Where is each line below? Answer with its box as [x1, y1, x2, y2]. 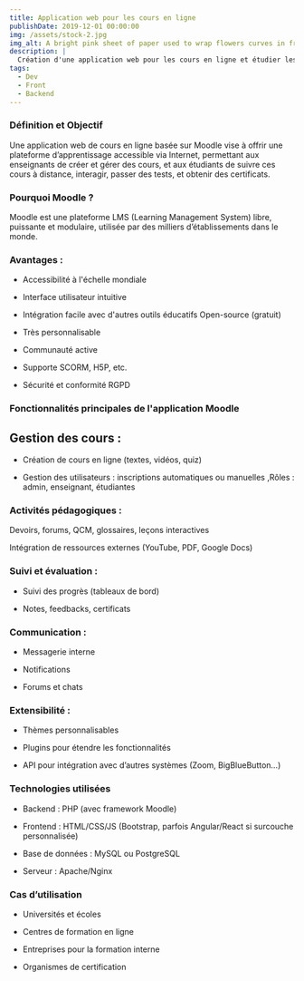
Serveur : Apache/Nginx [22, 865, 113, 876]
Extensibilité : [9, 704, 71, 716]
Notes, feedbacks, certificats [22, 603, 131, 614]
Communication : [9, 626, 88, 638]
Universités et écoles [22, 908, 101, 919]
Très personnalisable [22, 327, 101, 338]
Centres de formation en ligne [22, 926, 134, 937]
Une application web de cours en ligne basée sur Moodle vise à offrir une [9, 140, 283, 151]
